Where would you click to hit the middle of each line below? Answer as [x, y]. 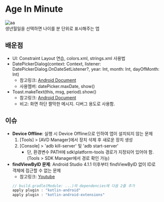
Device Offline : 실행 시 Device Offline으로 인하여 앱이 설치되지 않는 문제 [82, 133]
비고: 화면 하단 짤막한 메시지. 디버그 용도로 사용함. [67, 104]
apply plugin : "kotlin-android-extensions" [58, 195]
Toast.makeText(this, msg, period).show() [54, 91]
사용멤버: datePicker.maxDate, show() [57, 86]
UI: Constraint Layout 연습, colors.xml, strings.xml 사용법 [69, 58]
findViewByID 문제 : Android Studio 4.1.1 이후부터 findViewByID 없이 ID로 [84, 164]
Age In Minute [34, 9]
